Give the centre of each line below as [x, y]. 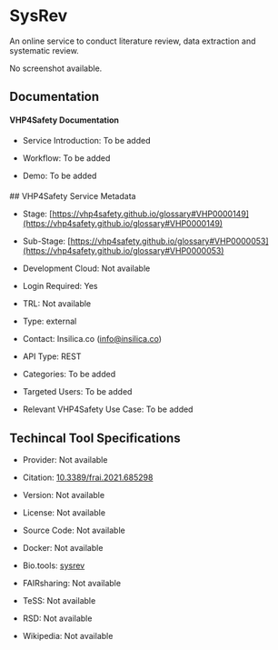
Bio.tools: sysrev [54, 565]
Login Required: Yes [60, 286]
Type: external [50, 321]
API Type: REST [52, 356]
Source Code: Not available [74, 530]
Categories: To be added [69, 375]
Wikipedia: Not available [68, 635]
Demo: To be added [60, 175]
